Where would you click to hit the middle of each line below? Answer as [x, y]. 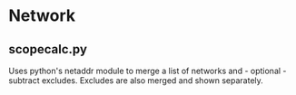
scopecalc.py [48, 49]
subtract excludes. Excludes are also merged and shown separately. [136, 81]
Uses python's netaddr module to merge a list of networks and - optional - [148, 71]
